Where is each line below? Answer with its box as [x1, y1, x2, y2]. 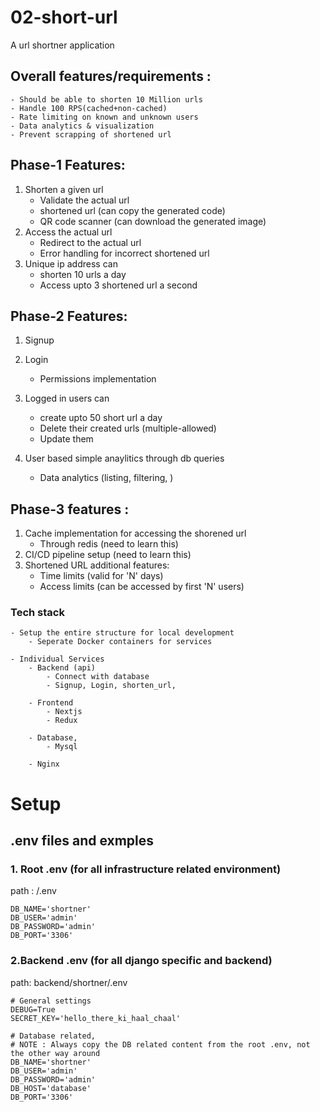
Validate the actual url [39, 194, 130, 206]
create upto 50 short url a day [39, 412, 163, 424]
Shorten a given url [24, 183, 104, 195]
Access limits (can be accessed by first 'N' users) [39, 581, 245, 593]
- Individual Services [10, 654, 105, 665]
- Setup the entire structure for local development [10, 628, 235, 638]
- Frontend [28, 698, 74, 708]
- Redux [46, 716, 78, 726]
